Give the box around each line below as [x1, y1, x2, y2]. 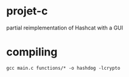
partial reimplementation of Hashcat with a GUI [6, 24, 124, 31]
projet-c [6, 4, 48, 18]
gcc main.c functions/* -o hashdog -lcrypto [6, 65, 121, 71]
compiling [6, 45, 58, 59]
